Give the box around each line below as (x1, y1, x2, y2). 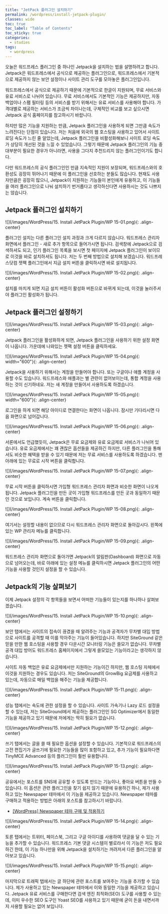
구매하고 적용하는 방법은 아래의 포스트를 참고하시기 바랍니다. (5, 797, 123, 803)
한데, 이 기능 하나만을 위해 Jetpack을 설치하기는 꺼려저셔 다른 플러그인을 (14, 846, 156, 852)
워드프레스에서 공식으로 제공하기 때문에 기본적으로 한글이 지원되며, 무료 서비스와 (5, 87, 161, 93)
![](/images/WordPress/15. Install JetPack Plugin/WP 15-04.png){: (5, 354, 140, 360)
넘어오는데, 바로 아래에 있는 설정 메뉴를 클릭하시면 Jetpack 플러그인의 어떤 (14, 560, 160, 566)
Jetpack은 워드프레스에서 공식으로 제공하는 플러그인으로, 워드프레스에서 (5, 70, 146, 76)
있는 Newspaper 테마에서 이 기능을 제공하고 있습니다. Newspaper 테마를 (14, 791, 158, 797)
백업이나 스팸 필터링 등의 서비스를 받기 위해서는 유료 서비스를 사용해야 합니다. (5, 99, 156, 105)
